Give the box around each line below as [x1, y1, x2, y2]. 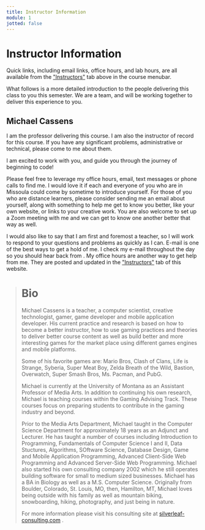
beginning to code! [6, 163, 54, 171]
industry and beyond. [21, 408, 75, 416]
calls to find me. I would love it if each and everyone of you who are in [6, 182, 183, 190]
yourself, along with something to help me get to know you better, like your [6, 201, 195, 208]
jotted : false [6, 20, 43, 26]
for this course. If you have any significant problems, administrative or [6, 139, 183, 146]
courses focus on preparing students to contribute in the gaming [21, 402, 185, 410]
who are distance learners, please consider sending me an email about [6, 195, 185, 202]
